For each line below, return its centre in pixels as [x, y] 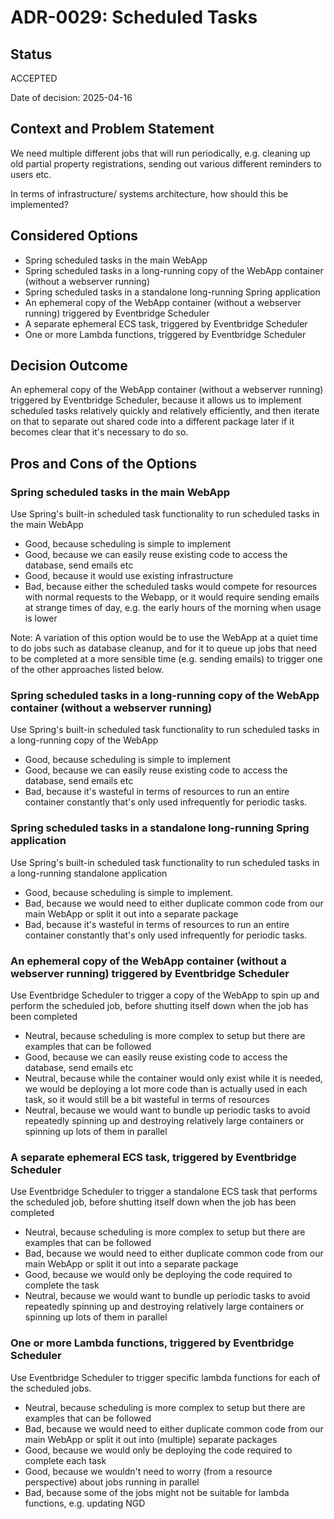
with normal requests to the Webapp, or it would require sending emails [172, 597]
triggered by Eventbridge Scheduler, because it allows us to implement [156, 400]
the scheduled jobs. [51, 1388]
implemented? [39, 204]
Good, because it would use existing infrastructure [129, 576]
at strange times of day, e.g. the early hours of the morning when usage [173, 608]
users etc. [31, 174]
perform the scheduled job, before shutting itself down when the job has [159, 1006]
